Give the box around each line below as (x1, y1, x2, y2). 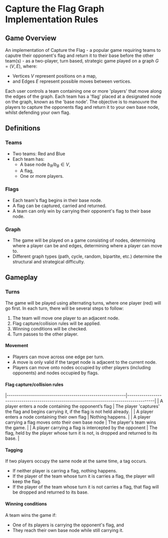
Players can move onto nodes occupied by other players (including (12, 364, 151, 370)
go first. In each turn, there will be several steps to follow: (5, 305, 124, 311)
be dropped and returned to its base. (12, 489, 89, 495)
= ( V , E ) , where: (5, 63, 38, 69)
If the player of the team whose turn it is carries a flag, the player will (12, 473, 155, 479)
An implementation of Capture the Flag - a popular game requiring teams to (5, 47, 161, 53)
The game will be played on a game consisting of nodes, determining (12, 237, 155, 243)
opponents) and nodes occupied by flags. (12, 370, 99, 376)
